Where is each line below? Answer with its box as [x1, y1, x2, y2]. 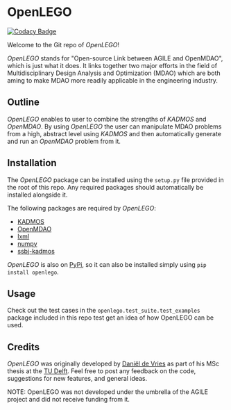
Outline [7, 97, 40, 108]
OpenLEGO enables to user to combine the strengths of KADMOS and [7, 115, 207, 123]
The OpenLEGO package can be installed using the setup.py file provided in [7, 175, 224, 184]
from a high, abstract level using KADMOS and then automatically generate [7, 129, 222, 138]
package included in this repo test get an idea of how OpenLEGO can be [7, 313, 214, 322]
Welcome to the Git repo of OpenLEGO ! [7, 40, 120, 49]
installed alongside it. [7, 190, 68, 199]
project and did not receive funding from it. [7, 395, 130, 404]
